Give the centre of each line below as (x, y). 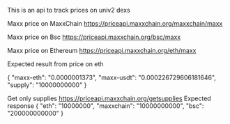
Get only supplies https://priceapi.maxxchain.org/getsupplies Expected (109, 98)
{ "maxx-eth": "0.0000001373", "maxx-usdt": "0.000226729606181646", (112, 77)
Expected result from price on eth (55, 64)
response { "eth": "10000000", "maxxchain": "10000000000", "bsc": (106, 106)
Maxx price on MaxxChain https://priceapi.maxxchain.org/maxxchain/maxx (115, 23)
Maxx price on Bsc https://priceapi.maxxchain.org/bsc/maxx (94, 37)
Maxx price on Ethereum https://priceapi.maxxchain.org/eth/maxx (102, 51)
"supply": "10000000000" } (47, 85)
